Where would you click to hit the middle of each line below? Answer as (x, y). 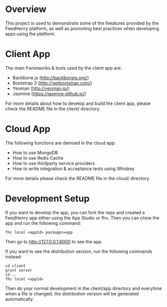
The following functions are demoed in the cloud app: (61, 143)
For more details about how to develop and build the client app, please (78, 103)
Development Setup (47, 199)
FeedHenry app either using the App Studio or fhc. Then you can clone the (82, 218)
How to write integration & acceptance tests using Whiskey (73, 169)
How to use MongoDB (35, 152)
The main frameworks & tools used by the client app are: (63, 68)
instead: (14, 256)
